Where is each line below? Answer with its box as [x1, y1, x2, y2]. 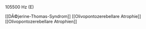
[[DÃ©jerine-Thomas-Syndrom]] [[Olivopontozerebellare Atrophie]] [5, 14, 142, 19]
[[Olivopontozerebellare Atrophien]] [5, 19, 77, 24]
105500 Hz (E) [5, 4, 34, 10]
